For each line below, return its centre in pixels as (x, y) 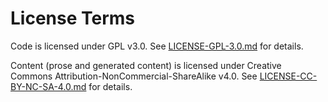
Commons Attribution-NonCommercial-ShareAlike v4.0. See (134, 76)
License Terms (73, 18)
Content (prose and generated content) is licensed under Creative (146, 65)
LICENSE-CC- (288, 76)
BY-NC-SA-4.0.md (48, 86)
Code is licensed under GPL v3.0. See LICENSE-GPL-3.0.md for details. (157, 46)
